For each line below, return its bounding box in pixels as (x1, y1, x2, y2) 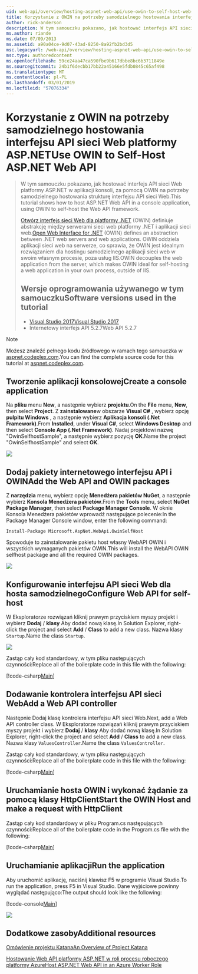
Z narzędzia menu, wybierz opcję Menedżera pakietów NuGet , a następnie (6, 492, 190, 499)
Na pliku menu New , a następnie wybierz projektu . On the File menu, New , (6, 401, 187, 408)
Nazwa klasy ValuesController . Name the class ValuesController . (6, 739, 165, 746)
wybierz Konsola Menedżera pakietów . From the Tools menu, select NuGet (6, 498, 190, 506)
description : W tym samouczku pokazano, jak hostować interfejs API (6, 25, 178, 31)
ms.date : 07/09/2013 (6, 36, 57, 42)
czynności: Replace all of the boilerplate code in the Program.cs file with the (6, 826, 190, 833)
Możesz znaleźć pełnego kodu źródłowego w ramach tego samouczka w (6, 347, 183, 354)
